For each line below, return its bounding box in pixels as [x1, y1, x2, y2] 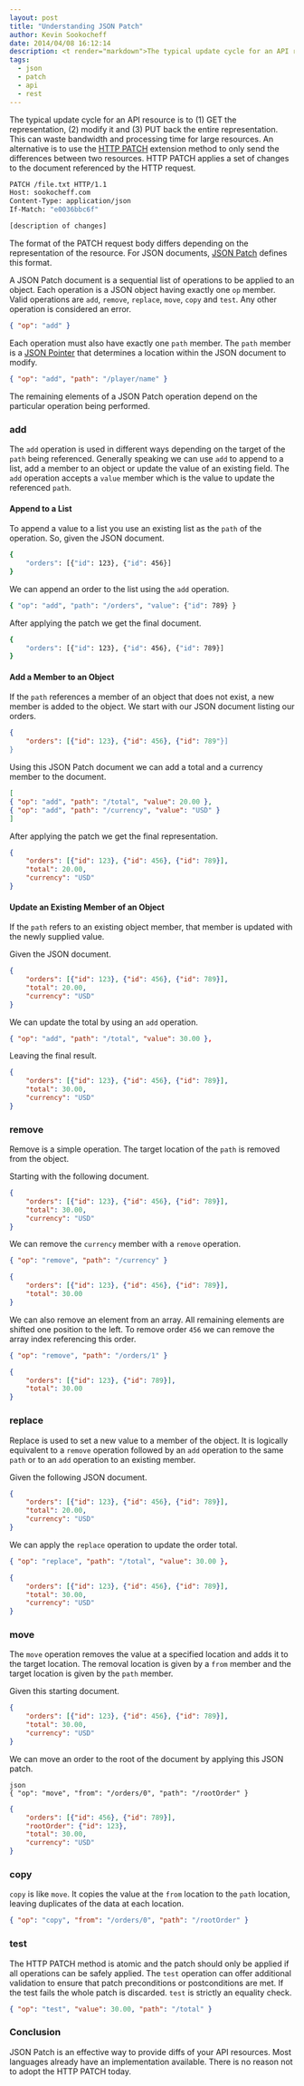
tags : [9, 55, 30, 64]
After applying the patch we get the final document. [9, 618, 202, 629]
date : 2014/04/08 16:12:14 [9, 38, 111, 48]
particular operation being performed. [9, 400, 151, 411]
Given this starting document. [9, 1686, 120, 1697]
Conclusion [9, 2026, 62, 2039]
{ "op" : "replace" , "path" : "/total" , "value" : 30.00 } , [9, 1556, 229, 1565]
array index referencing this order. [9, 1333, 137, 1344]
